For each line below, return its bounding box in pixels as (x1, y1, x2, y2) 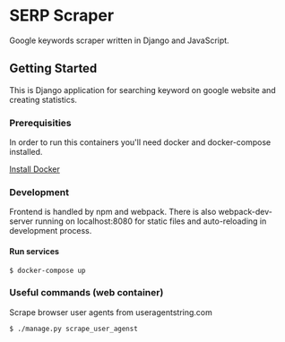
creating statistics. (9, 94, 78, 105)
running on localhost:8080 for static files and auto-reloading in (35, 216, 267, 227)
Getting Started (9, 61, 98, 76)
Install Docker (9, 164, 60, 175)
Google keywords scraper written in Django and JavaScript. (9, 35, 230, 46)
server (9, 216, 34, 227)
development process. (9, 226, 92, 236)
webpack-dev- (218, 207, 273, 218)
